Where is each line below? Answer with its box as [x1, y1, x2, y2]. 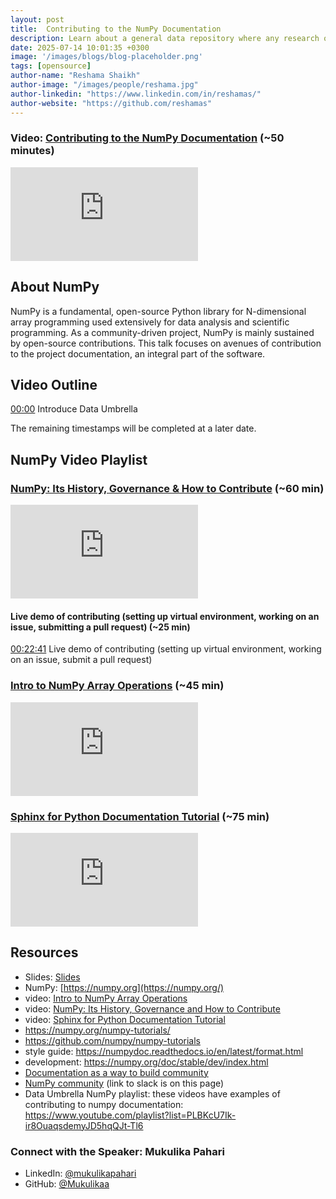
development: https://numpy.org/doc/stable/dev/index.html [24, 1056, 269, 1068]
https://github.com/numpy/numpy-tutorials [24, 1034, 201, 1046]
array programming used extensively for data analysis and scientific [10, 316, 290, 328]
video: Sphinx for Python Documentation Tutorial [24, 1013, 226, 1025]
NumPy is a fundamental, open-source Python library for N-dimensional [10, 305, 307, 317]
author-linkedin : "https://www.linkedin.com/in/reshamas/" [10, 89, 262, 99]
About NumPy [10, 279, 100, 296]
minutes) [10, 144, 55, 158]
